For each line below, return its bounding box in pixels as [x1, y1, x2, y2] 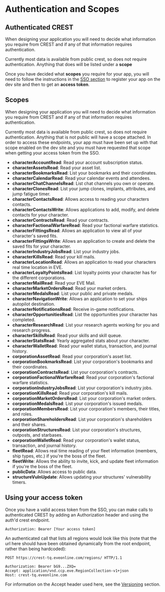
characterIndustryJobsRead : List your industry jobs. [12, 248, 120, 255]
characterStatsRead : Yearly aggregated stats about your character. [12, 337, 150, 343]
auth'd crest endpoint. [5, 517, 50, 523]
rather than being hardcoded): [5, 546, 66, 552]
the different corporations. [12, 275, 66, 281]
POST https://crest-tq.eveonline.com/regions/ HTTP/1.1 [5, 555, 122, 560]
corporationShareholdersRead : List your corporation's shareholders [12, 416, 152, 422]
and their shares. [12, 421, 47, 427]
